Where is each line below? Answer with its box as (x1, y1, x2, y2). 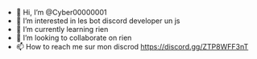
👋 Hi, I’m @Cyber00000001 (15, 8, 107, 17)
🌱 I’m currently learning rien (15, 25, 109, 33)
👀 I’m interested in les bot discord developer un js (15, 16, 180, 26)
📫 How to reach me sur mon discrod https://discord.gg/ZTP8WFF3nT (15, 42, 249, 51)
